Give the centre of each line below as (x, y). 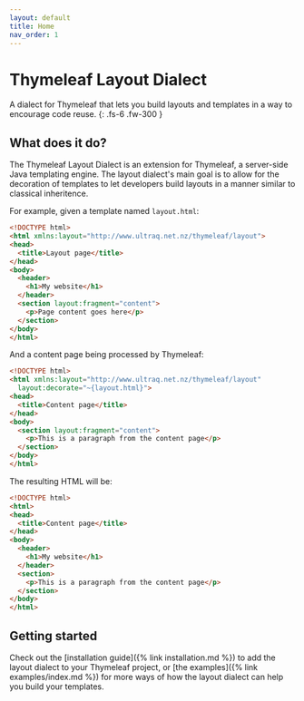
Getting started (54, 636)
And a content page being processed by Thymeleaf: (107, 355)
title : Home (32, 26)
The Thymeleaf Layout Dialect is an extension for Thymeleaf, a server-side (149, 165)
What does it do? (58, 143)
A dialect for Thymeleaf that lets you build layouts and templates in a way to (151, 104)
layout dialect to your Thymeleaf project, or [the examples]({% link (134, 667)
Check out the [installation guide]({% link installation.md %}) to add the (142, 657)
